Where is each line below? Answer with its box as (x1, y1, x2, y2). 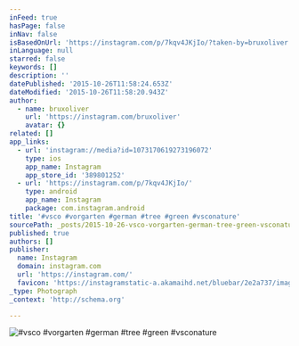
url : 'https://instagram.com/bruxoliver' (25, 112, 181, 121)
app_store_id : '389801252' (25, 170, 125, 179)
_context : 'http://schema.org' (9, 295, 125, 304)
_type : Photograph (9, 286, 77, 295)
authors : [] (9, 237, 53, 246)
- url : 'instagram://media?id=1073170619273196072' (17, 145, 214, 154)
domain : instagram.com (17, 262, 101, 271)
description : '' (9, 71, 69, 80)
